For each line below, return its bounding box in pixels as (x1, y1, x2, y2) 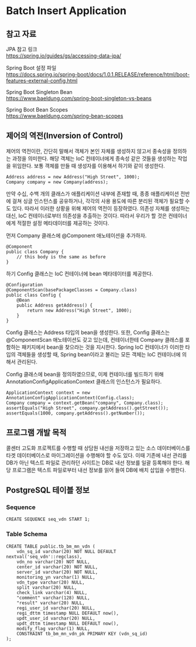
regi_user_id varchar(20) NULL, (16, 605, 95, 611)
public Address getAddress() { (16, 302, 93, 308)
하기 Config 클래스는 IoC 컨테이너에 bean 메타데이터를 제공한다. (6, 270, 153, 277)
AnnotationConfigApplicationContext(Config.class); (6, 395, 135, 400)
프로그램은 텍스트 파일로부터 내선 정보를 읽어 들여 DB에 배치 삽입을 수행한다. (12, 466, 186, 473)
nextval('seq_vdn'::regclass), (6, 554, 82, 560)
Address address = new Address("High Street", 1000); (6, 174, 140, 180)
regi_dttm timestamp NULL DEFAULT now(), (16, 610, 119, 616)
